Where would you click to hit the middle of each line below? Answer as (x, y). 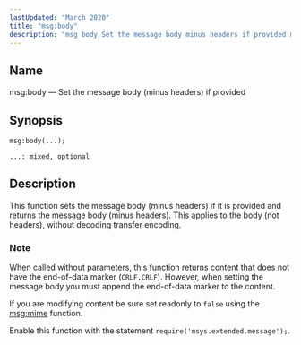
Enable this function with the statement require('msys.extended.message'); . (150, 331)
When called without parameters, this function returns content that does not (150, 267)
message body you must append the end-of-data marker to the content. (142, 287)
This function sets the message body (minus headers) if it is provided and (146, 205)
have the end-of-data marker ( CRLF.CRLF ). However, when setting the (137, 277)
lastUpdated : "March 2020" (60, 17)
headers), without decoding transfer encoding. (95, 224)
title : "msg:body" (43, 26)
